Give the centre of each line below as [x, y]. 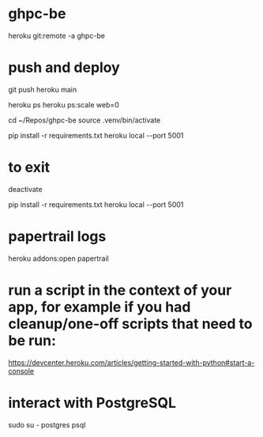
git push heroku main [43, 89]
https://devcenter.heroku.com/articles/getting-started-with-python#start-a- [131, 362]
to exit [29, 168]
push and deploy [64, 68]
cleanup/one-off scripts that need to [130, 324]
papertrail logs [57, 236]
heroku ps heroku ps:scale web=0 [64, 104]
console [21, 371]
